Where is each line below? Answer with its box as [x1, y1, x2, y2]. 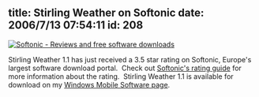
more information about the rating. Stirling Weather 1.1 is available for [8, 71, 235, 81]
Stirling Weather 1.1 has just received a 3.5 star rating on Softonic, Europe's [8, 54, 252, 64]
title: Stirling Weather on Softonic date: [8, 6, 205, 20]
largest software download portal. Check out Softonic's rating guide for [8, 63, 242, 73]
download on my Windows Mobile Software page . [8, 80, 171, 89]
